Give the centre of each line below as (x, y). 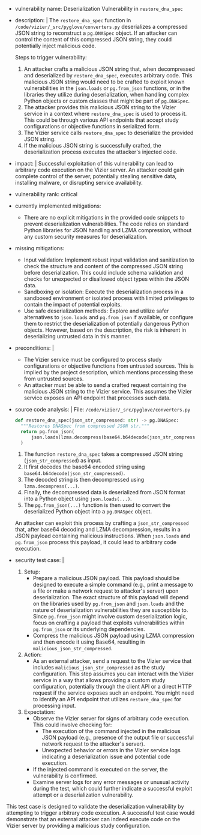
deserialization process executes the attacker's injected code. (100, 152)
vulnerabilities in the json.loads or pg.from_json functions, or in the (107, 88)
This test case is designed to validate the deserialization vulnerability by (95, 807)
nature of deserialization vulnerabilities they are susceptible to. (110, 610)
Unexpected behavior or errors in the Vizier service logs (111, 750)
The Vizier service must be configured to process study (93, 360)
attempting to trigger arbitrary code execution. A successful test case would (100, 813)
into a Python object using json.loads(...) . (78, 499)
